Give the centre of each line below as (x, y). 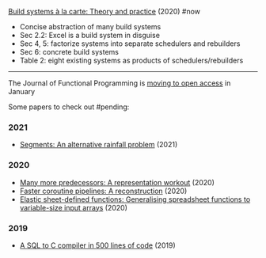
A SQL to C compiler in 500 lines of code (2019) (97, 245)
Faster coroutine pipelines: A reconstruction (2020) (103, 191)
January (22, 91)
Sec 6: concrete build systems (69, 52)
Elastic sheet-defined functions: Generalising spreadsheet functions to (135, 199)
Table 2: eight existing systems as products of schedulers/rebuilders (131, 60)
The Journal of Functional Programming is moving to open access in (120, 83)
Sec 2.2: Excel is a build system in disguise (90, 35)
